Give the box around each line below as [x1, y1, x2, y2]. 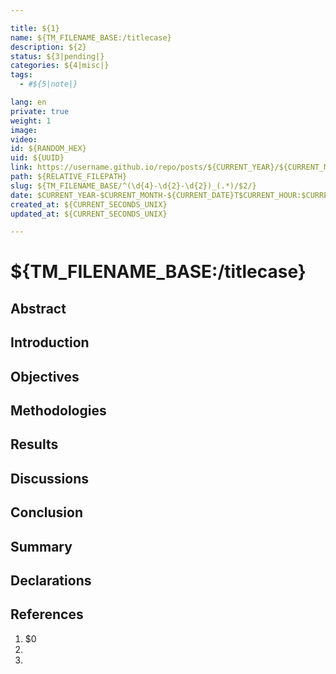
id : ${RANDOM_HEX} [10, 144, 87, 154]
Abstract [10, 300, 67, 317]
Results [10, 436, 59, 453]
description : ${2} [10, 42, 87, 52]
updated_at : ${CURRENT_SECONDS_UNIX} [10, 209, 168, 219]
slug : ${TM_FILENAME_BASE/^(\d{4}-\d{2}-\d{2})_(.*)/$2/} [10, 181, 257, 191]
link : [10, 162, 33, 173]
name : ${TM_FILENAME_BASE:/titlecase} [10, 32, 172, 43]
